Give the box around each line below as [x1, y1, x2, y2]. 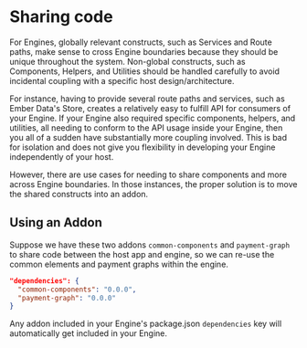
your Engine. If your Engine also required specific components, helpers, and [9, 112, 296, 123]
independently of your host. [9, 151, 114, 162]
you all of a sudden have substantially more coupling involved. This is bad [9, 132, 288, 142]
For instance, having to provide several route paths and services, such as [9, 93, 285, 104]
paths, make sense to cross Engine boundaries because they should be [9, 46, 279, 57]
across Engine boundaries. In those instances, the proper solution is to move [9, 178, 298, 189]
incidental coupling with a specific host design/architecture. [9, 75, 235, 86]
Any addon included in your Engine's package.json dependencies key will [9, 318, 282, 330]
